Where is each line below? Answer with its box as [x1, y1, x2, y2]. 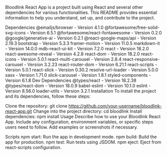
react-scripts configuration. [5, 145, 62, 150]
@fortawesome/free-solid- [104, 24, 160, 30]
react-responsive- [122, 56, 160, 62]
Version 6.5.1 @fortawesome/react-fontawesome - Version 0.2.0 [29, 30, 162, 35]
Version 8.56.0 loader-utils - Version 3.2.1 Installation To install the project [5, 88, 156, 94]
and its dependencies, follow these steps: [5, 93, 91, 99]
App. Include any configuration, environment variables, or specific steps [5, 119, 154, 125]
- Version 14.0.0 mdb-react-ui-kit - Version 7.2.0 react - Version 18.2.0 [5, 46, 149, 51]
